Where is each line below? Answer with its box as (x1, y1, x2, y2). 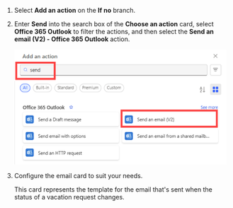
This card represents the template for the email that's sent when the (13, 185, 212, 194)
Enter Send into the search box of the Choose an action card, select (13, 20, 214, 28)
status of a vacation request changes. (13, 192, 125, 201)
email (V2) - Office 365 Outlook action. (13, 35, 130, 43)
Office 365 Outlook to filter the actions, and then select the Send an (13, 28, 215, 35)
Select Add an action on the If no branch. (13, 6, 136, 14)
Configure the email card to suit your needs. (13, 171, 143, 180)
